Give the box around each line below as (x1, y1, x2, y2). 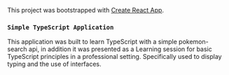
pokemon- (178, 38, 209, 46)
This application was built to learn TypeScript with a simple (7, 38, 177, 46)
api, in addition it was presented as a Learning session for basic (28, 45, 212, 53)
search (7, 45, 27, 53)
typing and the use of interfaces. (7, 60, 102, 69)
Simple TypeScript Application (7, 23, 114, 31)
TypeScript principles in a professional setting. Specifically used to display (7, 53, 222, 61)
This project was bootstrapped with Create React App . (7, 6, 165, 14)
